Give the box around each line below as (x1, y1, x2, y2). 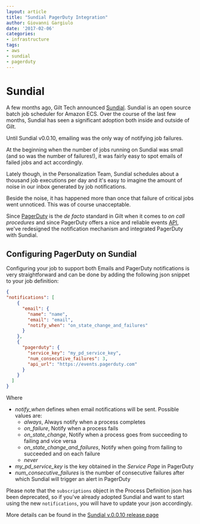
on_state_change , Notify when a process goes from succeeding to (23, 431, 188, 438)
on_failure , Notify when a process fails (23, 425, 118, 431)
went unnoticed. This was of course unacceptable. (6, 201, 131, 208)
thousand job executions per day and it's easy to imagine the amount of (6, 177, 183, 184)
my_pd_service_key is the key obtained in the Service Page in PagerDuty (14, 463, 194, 470)
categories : (6, 31, 36, 37)
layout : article (6, 8, 47, 15)
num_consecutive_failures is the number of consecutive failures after (14, 469, 185, 476)
